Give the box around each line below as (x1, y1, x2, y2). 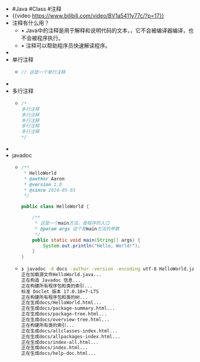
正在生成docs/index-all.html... (21, 339, 99, 345)
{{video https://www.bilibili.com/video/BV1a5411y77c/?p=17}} (11, 12, 164, 19)
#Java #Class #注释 (11, 5, 62, 12)
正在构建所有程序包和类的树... (21, 294, 88, 300)
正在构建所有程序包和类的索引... (21, 283, 92, 289)
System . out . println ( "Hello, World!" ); (42, 243, 141, 249)
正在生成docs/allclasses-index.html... (21, 327, 118, 334)
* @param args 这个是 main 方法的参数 (34, 226, 120, 232)
